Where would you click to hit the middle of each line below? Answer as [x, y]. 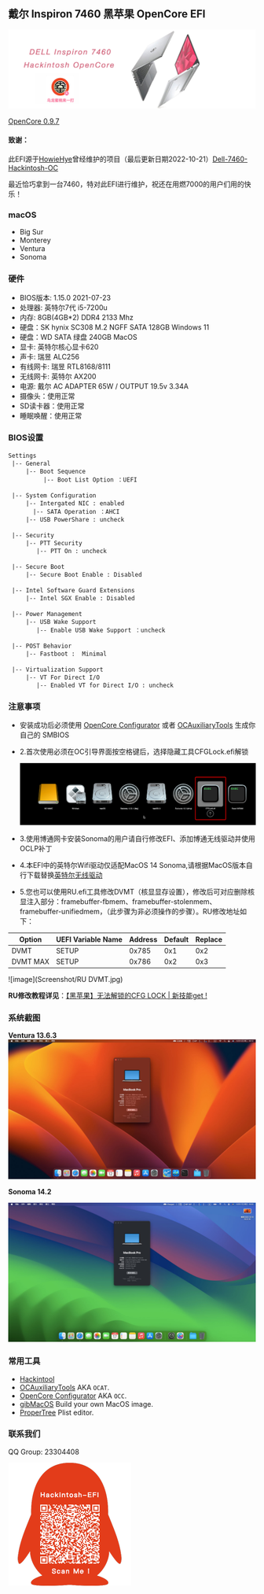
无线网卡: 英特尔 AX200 [58, 376]
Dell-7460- [230, 159]
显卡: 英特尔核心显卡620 [59, 347]
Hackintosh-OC [33, 168]
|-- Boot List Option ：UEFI [90, 480]
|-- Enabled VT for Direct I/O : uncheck [105, 685]
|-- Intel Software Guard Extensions [73, 590]
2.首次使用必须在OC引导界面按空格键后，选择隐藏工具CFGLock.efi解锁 [134, 752]
